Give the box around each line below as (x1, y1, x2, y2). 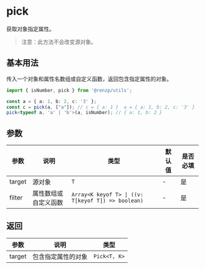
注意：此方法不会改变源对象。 (21, 38, 96, 45)
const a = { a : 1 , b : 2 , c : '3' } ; (6, 98, 97, 104)
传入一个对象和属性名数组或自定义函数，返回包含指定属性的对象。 (6, 75, 172, 82)
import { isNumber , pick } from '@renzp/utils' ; (6, 87, 132, 93)
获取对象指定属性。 (6, 25, 55, 32)
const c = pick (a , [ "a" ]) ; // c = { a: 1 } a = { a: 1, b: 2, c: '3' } (6, 104, 195, 110)
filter (9, 193, 23, 202)
